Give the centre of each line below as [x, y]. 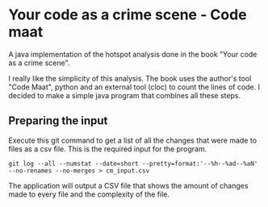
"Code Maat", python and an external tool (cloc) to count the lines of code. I [134, 87]
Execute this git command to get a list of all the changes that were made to [132, 140]
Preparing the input [58, 121]
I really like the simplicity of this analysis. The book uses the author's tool [130, 78]
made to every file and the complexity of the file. [89, 194]
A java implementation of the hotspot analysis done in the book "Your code [133, 54]
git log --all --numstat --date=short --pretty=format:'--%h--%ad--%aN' [133, 164]
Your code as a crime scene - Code [128, 15]
